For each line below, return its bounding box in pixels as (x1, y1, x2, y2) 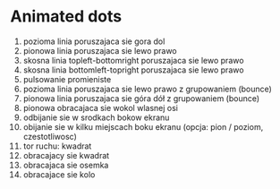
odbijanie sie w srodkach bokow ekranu (22, 112, 170, 123)
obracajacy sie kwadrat (22, 150, 110, 160)
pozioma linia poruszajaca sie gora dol (22, 36, 165, 47)
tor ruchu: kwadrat (22, 141, 92, 151)
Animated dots (10, 6, 123, 27)
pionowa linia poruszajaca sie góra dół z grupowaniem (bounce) (22, 92, 260, 104)
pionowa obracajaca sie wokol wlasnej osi (22, 102, 178, 113)
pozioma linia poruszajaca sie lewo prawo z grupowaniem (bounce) (22, 83, 272, 94)
